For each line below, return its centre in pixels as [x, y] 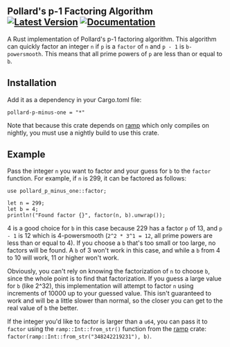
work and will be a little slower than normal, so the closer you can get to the [115, 301]
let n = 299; [26, 203]
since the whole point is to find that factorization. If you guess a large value [114, 279]
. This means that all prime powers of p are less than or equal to [132, 53]
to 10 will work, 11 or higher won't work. [63, 258]
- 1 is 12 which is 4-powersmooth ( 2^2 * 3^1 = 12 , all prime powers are [110, 236]
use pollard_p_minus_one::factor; [57, 191]
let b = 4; [23, 210]
